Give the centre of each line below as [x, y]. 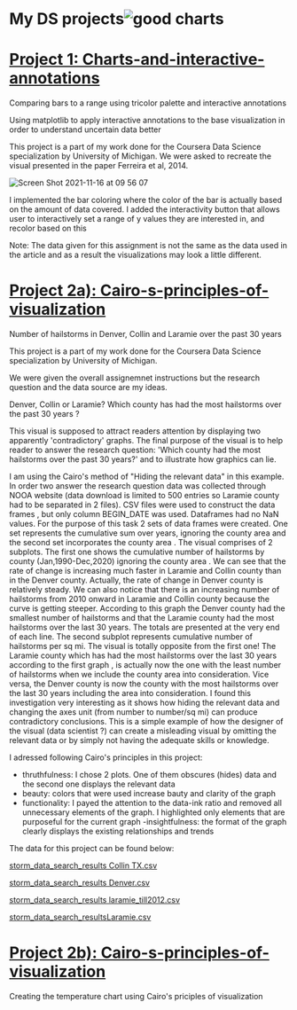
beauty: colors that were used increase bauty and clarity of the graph [149, 794]
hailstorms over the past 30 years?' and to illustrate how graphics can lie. [143, 459]
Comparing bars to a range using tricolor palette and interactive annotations [148, 103]
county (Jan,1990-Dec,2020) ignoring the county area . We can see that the [148, 561]
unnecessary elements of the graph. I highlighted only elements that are [153, 812]
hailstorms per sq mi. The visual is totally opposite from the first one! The [143, 646]
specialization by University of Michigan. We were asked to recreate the [141, 156]
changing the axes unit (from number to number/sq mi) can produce [133, 712]
